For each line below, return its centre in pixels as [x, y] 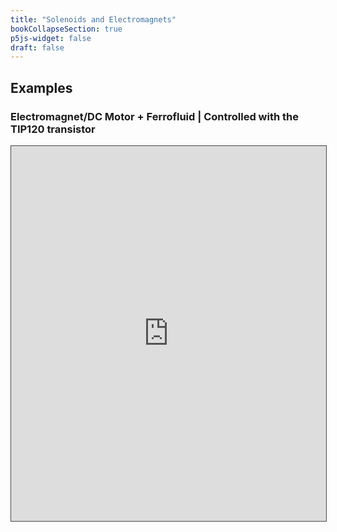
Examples [41, 87]
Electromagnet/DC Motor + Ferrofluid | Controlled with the [154, 116]
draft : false [37, 47]
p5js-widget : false [51, 38]
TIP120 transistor [53, 129]
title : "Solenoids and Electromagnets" [93, 19]
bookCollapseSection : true [66, 29]
